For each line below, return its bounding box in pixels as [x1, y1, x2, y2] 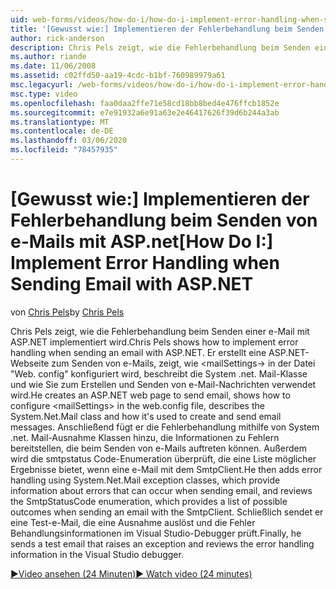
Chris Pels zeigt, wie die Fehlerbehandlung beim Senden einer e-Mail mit [10, 325, 310, 337]
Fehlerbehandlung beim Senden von [10, 209, 318, 232]
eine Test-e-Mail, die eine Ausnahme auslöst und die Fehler [10, 516, 256, 528]
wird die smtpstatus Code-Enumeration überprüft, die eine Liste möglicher [10, 452, 317, 465]
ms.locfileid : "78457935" [10, 145, 118, 155]
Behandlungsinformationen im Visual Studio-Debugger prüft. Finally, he [10, 527, 302, 539]
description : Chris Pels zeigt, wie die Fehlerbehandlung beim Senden [10, 42, 311, 53]
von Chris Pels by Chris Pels [10, 306, 125, 318]
